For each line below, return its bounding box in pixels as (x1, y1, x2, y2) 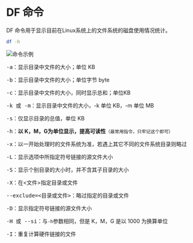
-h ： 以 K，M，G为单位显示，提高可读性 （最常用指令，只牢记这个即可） (6, 128, 174, 135)
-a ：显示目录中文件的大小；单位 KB (6, 63, 95, 70)
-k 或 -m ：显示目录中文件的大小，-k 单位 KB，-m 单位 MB (6, 102, 154, 109)
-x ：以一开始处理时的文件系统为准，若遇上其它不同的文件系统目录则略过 (6, 140, 187, 147)
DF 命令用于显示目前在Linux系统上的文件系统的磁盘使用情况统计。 (6, 27, 171, 34)
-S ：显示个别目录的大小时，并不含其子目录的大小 (6, 166, 129, 173)
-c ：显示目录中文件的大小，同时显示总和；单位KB (6, 89, 131, 96)
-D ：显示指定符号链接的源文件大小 (6, 204, 92, 212)
